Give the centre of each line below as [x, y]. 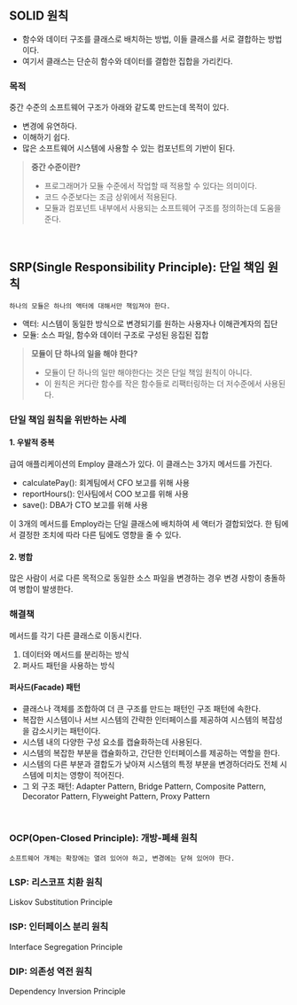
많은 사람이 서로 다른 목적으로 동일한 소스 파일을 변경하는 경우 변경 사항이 [136, 578]
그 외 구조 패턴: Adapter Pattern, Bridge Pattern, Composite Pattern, [144, 786]
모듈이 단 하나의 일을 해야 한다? [84, 354]
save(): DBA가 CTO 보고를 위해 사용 [85, 505]
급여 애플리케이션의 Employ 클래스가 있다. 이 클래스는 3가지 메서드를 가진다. [141, 464]
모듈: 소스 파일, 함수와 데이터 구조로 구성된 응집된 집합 [115, 334]
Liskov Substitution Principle [61, 902]
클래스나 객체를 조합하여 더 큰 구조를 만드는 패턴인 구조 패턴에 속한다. [141, 708]
